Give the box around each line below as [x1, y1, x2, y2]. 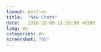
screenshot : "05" [6, 36, 50, 42]
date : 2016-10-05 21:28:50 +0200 [6, 20, 96, 26]
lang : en [6, 25, 28, 32]
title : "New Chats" [6, 14, 58, 20]
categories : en [6, 31, 44, 37]
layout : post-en [6, 8, 47, 15]
